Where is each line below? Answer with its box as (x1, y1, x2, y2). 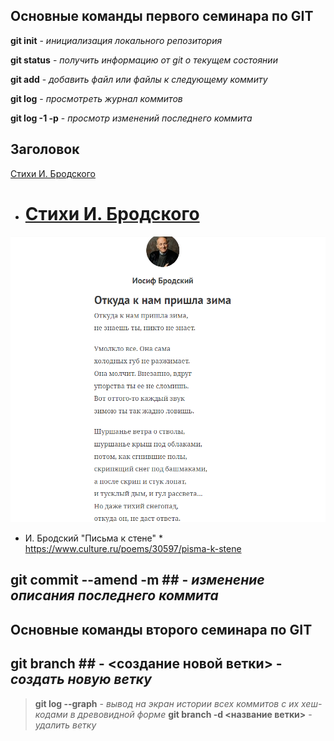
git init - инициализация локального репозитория (10, 34, 223, 46)
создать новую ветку (10, 671, 152, 688)
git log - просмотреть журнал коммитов (10, 92, 183, 104)
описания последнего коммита (10, 587, 219, 604)
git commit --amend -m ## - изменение (10, 572, 265, 589)
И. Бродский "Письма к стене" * (24, 532, 164, 544)
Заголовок (10, 141, 80, 158)
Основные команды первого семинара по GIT (10, 8, 314, 25)
